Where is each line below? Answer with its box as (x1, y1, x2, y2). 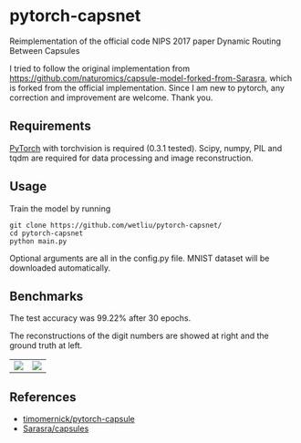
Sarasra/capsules (22, 423, 89, 434)
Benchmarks (9, 288, 84, 304)
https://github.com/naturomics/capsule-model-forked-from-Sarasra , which (9, 72, 293, 83)
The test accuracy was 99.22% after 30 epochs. (9, 313, 192, 324)
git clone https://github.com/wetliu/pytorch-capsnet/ (9, 221, 223, 230)
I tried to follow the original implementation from (9, 63, 191, 74)
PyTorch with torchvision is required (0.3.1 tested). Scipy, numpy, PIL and (9, 142, 283, 153)
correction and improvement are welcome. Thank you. (9, 92, 213, 103)
